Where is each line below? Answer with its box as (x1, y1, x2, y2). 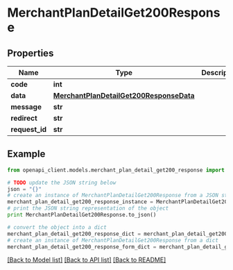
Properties (7, 47, 54, 59)
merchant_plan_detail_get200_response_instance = (7, 199, 154, 205)
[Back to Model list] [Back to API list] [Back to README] (7, 255, 166, 264)
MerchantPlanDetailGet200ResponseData (53, 91, 196, 100)
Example (7, 148, 46, 160)
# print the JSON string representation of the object (7, 205, 169, 212)
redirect (10, 113, 38, 123)
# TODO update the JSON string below (7, 179, 116, 186)
